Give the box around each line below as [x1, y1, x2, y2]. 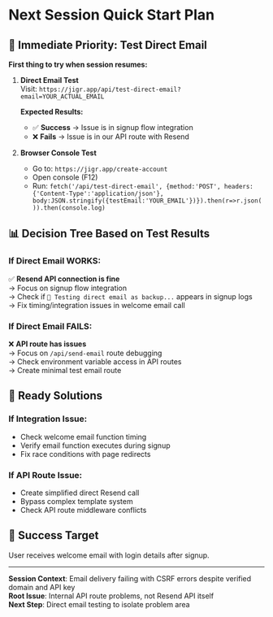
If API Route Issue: [8, 469, 83, 480]
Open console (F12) [32, 172, 98, 182]
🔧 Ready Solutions [8, 389, 103, 403]
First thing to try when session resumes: [8, 59, 148, 69]
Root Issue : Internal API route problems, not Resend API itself [8, 591, 214, 601]
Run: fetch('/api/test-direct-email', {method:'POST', [32, 181, 221, 190]
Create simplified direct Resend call [19, 488, 140, 498]
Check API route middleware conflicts [19, 505, 147, 515]
